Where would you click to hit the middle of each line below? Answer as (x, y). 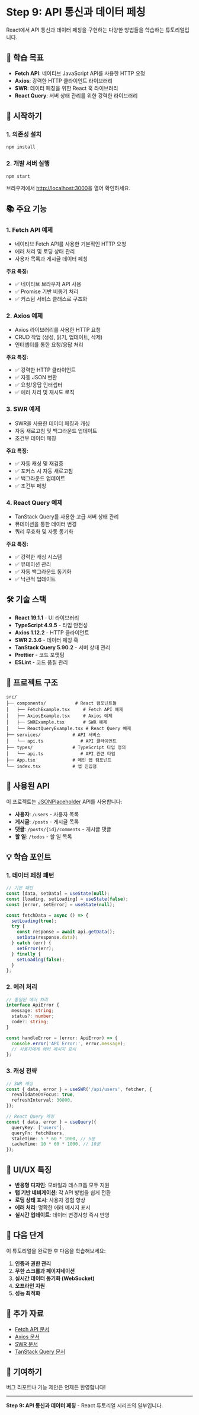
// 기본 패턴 (20, 888)
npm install (21, 147)
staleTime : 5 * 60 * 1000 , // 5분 (54, 1139)
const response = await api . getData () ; (66, 932)
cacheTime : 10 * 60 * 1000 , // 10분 (56, 1144)
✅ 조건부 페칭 (30, 486)
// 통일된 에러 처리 (27, 999)
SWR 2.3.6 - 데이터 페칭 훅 (46, 640)
